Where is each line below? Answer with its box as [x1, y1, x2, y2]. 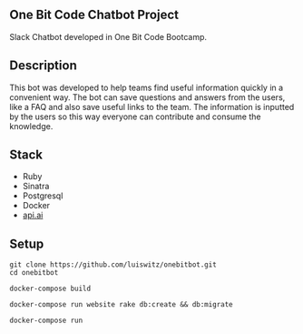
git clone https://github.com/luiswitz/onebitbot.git [9, 260, 218, 269]
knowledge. [9, 120, 54, 131]
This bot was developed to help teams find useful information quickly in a [9, 82, 284, 93]
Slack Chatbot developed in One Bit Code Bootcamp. [9, 31, 207, 42]
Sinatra [22, 181, 50, 192]
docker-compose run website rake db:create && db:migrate [9, 300, 233, 309]
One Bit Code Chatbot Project [9, 7, 180, 23]
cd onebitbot [9, 268, 59, 278]
